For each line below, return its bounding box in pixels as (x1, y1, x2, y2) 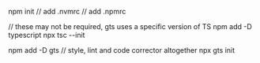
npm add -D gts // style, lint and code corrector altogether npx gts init (8, 46, 236, 54)
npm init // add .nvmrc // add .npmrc (8, 7, 126, 16)
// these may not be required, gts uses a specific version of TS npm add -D (8, 22, 253, 31)
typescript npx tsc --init (8, 31, 85, 39)
